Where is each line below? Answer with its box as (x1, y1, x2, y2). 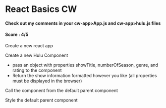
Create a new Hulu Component (5, 52, 68, 58)
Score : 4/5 (5, 31, 29, 38)
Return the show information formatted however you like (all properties (12, 72, 157, 78)
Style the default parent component (5, 97, 78, 103)
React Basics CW (5, 3, 77, 15)
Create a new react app (5, 42, 54, 48)
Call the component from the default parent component (5, 87, 118, 93)
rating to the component (12, 67, 62, 73)
